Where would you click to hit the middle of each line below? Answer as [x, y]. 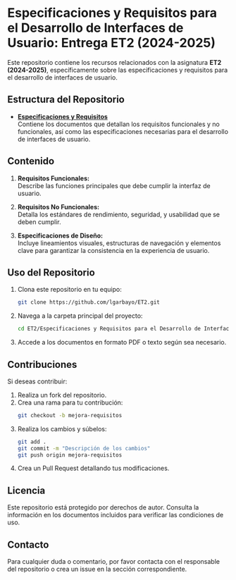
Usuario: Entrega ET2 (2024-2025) [112, 43]
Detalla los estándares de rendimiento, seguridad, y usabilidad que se [119, 214]
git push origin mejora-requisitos [70, 455]
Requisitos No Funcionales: [58, 206]
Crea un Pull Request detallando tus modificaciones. [93, 468]
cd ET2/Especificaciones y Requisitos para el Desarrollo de [109, 329]
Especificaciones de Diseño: [60, 235]
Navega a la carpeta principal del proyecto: [80, 316]
